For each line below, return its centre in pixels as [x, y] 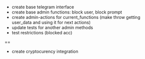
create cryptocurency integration [45, 51]
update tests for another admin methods [52, 28]
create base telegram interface [43, 7]
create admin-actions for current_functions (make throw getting [76, 17]
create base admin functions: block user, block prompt [67, 12]
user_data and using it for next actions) [51, 22]
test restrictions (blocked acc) [42, 33]
